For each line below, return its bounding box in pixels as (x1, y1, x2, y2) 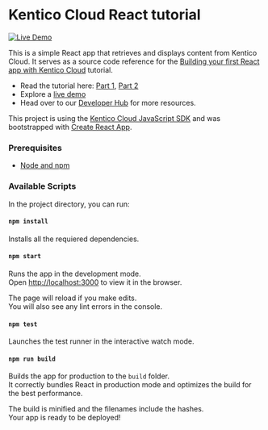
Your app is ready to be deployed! (8, 413, 121, 423)
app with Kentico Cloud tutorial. (8, 65, 113, 74)
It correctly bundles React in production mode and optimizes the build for (8, 380, 252, 390)
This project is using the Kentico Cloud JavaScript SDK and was (8, 113, 220, 123)
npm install (8, 218, 48, 226)
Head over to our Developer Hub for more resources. (19, 98, 196, 107)
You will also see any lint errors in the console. (8, 301, 163, 311)
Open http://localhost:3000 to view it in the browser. (8, 277, 182, 287)
